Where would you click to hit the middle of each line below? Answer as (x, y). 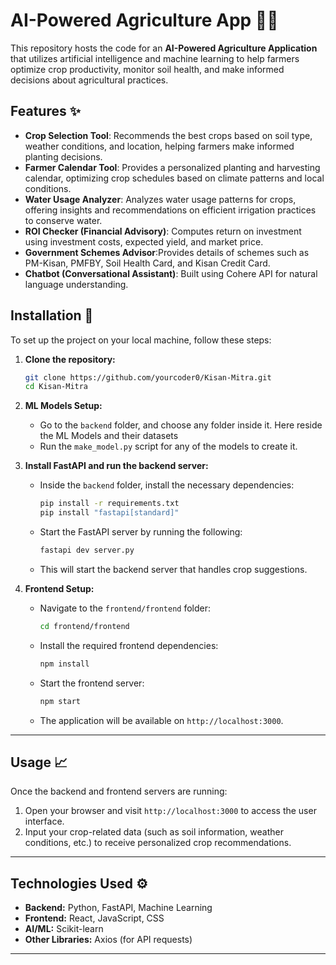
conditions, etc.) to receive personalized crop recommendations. (158, 843)
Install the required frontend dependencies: (129, 645)
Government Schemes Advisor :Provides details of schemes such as (167, 252)
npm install (64, 664)
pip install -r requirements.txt (109, 504)
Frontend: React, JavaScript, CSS (94, 918)
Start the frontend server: (92, 683)
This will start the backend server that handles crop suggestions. (173, 569)
